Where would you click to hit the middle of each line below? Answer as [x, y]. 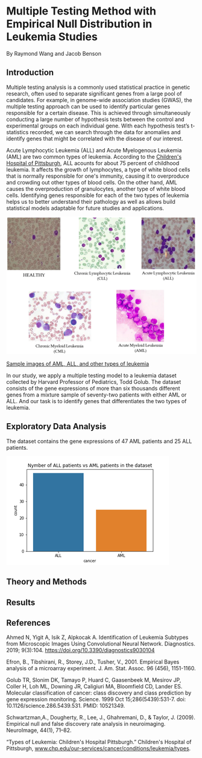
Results [21, 602]
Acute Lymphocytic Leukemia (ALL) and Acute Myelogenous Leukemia [94, 150]
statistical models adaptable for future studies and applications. [85, 208]
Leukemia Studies [52, 37]
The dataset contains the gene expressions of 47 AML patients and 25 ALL [99, 441]
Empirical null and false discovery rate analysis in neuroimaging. [86, 724]
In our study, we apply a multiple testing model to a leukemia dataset [91, 375]
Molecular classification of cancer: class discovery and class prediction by [99, 693]
